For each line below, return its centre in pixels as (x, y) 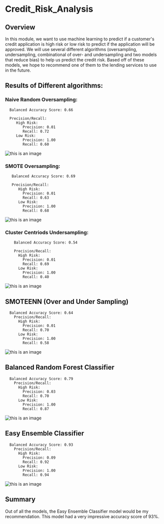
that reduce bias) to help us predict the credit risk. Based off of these (75, 60)
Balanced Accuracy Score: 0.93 (41, 445)
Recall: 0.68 (36, 210)
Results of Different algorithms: (54, 86)
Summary (20, 499)
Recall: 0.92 (36, 462)
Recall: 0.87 (36, 409)
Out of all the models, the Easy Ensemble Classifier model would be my (77, 511)
